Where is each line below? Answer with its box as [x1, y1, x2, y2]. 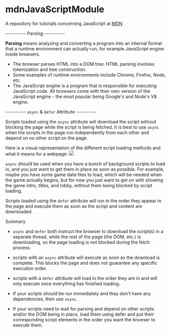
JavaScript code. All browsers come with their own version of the [12, 88, 151, 94]
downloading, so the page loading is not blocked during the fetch [12, 239, 150, 245]
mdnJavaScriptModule [5, 4, 105, 15]
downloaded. [5, 208, 33, 215]
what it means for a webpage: [5, 150, 68, 157]
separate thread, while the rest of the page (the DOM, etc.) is [12, 234, 141, 240]
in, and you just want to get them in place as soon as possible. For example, [5, 166, 165, 172]
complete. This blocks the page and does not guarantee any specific [12, 260, 157, 266]
